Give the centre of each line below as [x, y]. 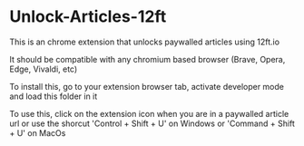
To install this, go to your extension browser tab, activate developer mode [147, 86]
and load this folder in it [54, 96]
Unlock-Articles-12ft [88, 17]
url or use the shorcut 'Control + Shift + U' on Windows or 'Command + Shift [152, 123]
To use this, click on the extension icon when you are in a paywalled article [149, 113]
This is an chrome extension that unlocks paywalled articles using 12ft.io [144, 42]
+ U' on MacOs [38, 132]
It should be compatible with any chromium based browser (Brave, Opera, [147, 59]
